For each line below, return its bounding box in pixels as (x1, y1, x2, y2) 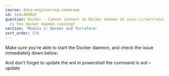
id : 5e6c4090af (5, 12, 37, 17)
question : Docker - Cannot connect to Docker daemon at (5, 17, 125, 22)
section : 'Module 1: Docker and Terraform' (5, 26, 98, 31)
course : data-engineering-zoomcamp (5, 7, 80, 13)
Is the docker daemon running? (10, 21, 75, 27)
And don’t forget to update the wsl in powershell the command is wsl (5, 60, 147, 65)
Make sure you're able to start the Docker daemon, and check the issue (5, 45, 153, 50)
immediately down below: (5, 50, 58, 56)
